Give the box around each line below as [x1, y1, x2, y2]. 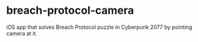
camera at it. [6, 29, 37, 37]
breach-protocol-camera [6, 4, 135, 17]
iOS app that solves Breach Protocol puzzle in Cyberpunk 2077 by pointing [6, 23, 193, 31]
